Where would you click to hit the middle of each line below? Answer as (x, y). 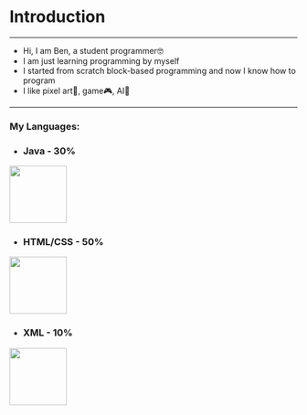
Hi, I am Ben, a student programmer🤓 (93, 50)
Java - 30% (49, 151)
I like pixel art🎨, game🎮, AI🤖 (76, 90)
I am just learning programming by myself (101, 60)
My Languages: (45, 126)
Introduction (58, 17)
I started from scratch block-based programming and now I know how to (159, 70)
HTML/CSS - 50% (63, 242)
